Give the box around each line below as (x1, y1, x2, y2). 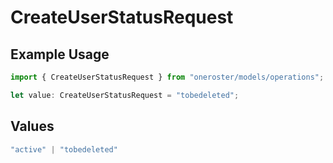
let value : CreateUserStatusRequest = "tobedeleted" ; (10, 90, 240, 100)
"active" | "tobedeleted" (10, 144, 118, 155)
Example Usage (10, 46, 110, 63)
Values (10, 118, 55, 135)
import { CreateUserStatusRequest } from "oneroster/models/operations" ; (10, 72, 325, 82)
